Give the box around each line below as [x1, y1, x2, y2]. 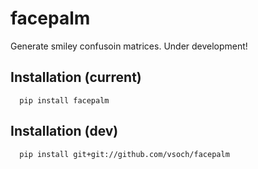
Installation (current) [10, 69, 142, 86]
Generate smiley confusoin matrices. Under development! [10, 40, 248, 52]
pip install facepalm [19, 95, 110, 106]
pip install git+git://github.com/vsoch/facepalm [19, 149, 230, 159]
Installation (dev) [10, 123, 119, 140]
